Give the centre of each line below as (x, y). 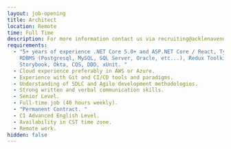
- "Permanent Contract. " (51, 109)
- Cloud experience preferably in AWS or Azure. (84, 71)
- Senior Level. (36, 97)
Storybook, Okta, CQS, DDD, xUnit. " (74, 65)
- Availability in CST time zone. (63, 122)
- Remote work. (35, 128)
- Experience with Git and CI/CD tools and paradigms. (93, 77)
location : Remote (32, 26)
